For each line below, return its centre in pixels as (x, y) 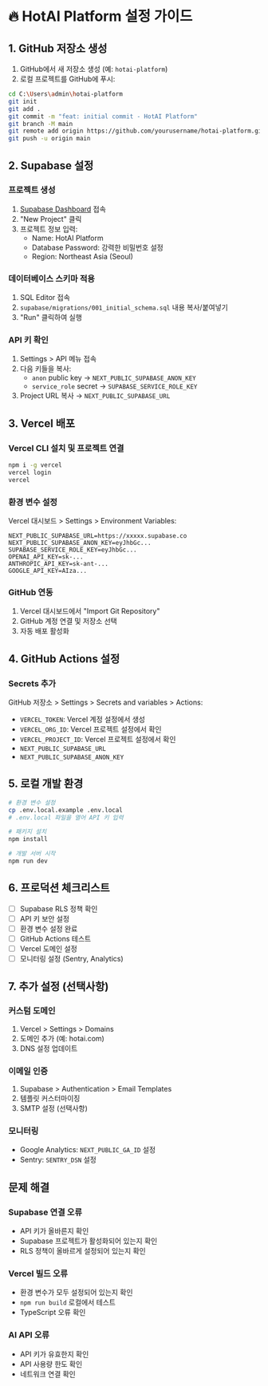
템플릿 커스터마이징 (50, 1099)
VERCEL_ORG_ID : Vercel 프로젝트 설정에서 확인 (91, 729)
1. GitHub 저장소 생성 (58, 48)
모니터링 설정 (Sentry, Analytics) (71, 959)
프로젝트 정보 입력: (49, 229)
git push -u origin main (49, 139)
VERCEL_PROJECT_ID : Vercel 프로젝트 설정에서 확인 (98, 739)
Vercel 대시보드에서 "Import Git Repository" (90, 611)
